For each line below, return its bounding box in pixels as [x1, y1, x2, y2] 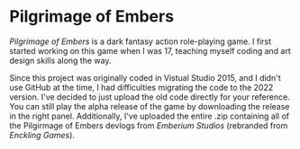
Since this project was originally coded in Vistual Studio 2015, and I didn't [9, 72, 281, 83]
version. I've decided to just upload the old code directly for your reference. [9, 92, 290, 102]
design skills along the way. [9, 55, 112, 66]
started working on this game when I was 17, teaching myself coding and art [9, 45, 291, 56]
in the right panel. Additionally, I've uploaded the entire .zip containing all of [9, 110, 290, 121]
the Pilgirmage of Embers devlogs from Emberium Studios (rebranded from [9, 119, 288, 131]
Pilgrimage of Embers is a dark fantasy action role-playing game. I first [9, 36, 272, 47]
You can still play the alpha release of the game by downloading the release [9, 101, 290, 111]
